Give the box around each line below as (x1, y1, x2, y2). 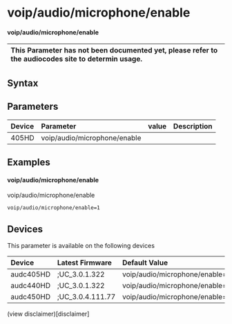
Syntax (7, 77, 39, 89)
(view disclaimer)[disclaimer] (7, 309, 90, 318)
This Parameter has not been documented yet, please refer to (10, 46, 218, 55)
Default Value (122, 258, 168, 267)
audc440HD (10, 281, 50, 290)
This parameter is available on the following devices (7, 242, 155, 249)
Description (173, 121, 213, 131)
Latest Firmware (57, 258, 113, 267)
